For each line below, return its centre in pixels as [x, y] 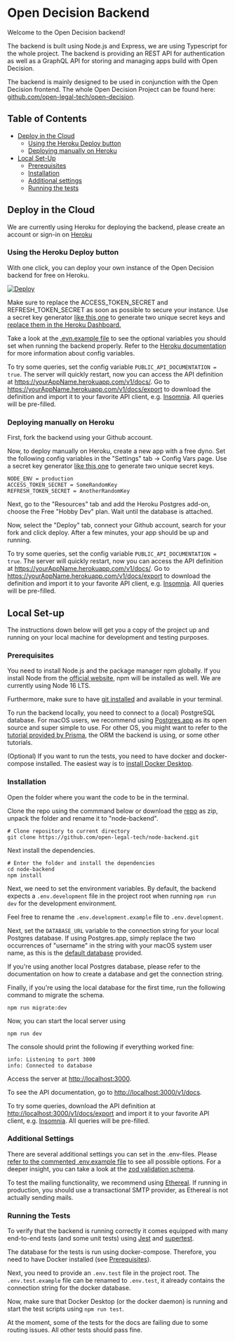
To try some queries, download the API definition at [81, 1105]
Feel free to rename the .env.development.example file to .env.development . [115, 917]
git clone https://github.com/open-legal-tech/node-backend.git [103, 837]
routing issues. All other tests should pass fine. [75, 1330]
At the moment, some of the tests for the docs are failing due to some [108, 1323]
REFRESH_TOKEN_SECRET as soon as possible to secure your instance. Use [118, 309]
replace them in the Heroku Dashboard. [64, 325]
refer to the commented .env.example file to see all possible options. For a [114, 1161]
